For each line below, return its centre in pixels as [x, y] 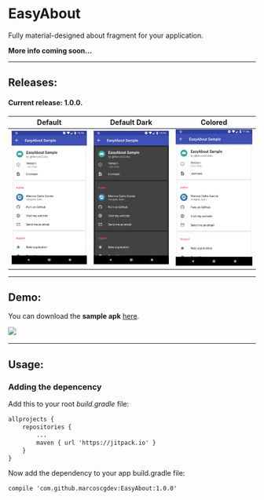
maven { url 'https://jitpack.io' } [96, 443]
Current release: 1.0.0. [46, 102]
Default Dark [131, 122]
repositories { [47, 427]
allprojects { [31, 420]
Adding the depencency [55, 387]
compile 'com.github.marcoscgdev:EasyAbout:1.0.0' [93, 489]
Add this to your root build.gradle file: [69, 404]
